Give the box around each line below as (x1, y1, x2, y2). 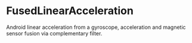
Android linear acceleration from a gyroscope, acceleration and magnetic (6, 24, 186, 31)
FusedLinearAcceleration (6, 4, 134, 18)
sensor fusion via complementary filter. (6, 29, 103, 37)
